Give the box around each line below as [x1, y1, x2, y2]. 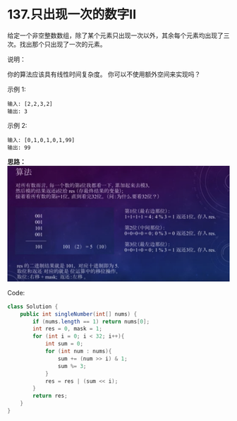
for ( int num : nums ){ [44, 348, 112, 355]
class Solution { [7, 303, 59, 310]
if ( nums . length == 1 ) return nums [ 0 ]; [32, 318, 150, 325]
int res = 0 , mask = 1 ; [32, 326, 102, 333]
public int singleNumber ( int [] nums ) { [20, 310, 138, 318]
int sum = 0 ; [44, 340, 83, 348]
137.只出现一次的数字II [7, 6, 137, 23]
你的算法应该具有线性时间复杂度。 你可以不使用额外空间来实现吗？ [7, 70, 201, 78]
